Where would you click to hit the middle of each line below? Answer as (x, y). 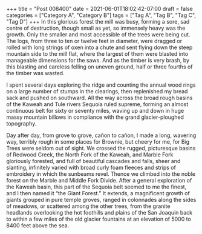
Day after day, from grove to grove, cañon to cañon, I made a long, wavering (101, 135)
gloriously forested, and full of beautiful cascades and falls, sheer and (93, 161)
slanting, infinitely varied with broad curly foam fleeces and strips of (91, 167)
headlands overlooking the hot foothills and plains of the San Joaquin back (99, 212)
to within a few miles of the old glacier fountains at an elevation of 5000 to (99, 219)
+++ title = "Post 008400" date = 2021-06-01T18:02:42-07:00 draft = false (100, 9)
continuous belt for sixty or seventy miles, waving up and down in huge (95, 111)
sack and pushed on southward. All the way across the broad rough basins (99, 98)
